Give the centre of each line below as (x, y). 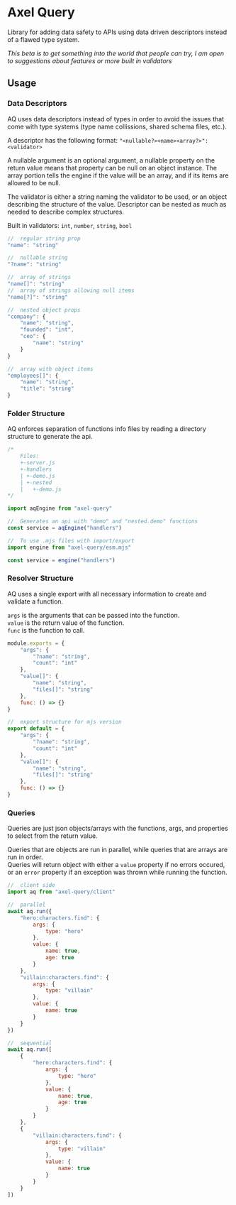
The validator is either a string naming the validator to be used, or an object (117, 197)
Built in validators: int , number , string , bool (70, 225)
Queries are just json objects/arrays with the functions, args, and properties (118, 829)
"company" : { (27, 317)
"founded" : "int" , (47, 330)
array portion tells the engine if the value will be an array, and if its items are (118, 175)
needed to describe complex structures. (66, 212)
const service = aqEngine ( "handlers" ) (64, 528)
